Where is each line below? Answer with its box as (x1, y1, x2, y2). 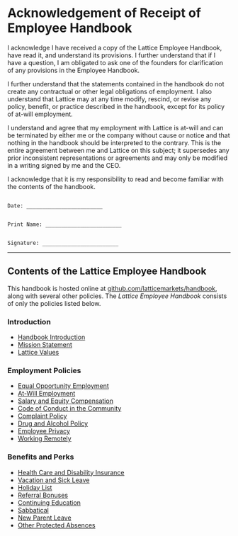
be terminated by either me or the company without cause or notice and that (7, 131, 230, 139)
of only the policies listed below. (7, 299, 101, 307)
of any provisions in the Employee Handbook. (7, 66, 140, 74)
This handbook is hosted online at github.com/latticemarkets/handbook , (7, 284, 217, 292)
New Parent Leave (17, 513, 72, 522)
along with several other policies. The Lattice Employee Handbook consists (7, 292, 227, 300)
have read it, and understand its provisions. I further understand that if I (7, 51, 216, 59)
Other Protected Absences (17, 520, 96, 529)
